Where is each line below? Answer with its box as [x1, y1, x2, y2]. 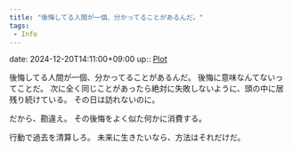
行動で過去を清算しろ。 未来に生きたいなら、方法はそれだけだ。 [9, 132, 246, 143]
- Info [12, 29, 38, 38]
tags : [9, 21, 29, 30]
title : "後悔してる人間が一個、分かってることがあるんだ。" [9, 12, 204, 22]
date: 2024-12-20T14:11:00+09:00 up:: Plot [9, 54, 167, 65]
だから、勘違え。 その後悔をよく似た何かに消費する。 [9, 113, 207, 124]
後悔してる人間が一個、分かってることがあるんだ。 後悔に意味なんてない [9, 72, 276, 83]
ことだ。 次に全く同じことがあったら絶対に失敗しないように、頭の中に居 [16, 83, 284, 94]
